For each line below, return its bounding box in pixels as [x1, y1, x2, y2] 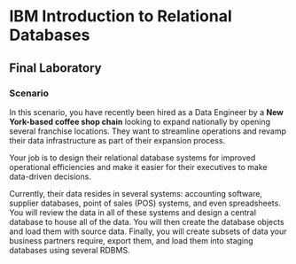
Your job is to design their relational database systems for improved [9, 152, 256, 163]
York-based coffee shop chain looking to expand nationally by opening [9, 116, 271, 127]
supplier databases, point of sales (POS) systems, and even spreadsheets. [9, 198, 281, 208]
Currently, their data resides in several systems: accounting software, [9, 188, 263, 198]
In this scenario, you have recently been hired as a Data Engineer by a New [9, 106, 284, 117]
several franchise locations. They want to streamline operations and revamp [9, 126, 286, 136]
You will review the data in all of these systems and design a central [9, 206, 257, 218]
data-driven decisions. [9, 171, 91, 182]
